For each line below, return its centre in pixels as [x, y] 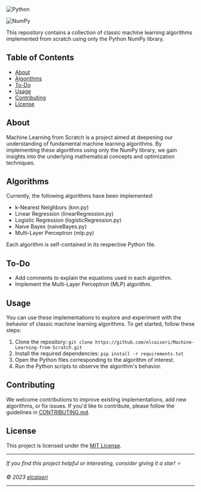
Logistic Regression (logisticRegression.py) [68, 220]
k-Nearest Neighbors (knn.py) [52, 207]
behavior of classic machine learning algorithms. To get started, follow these [100, 324]
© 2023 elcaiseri [27, 477]
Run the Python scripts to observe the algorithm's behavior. [88, 366]
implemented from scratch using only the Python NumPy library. [85, 39]
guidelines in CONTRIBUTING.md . [48, 412]
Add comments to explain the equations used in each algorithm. [93, 278]
